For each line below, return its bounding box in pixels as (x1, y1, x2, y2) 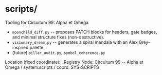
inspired (12, 44, 29, 50)
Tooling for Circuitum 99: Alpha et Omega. (5, 19, 90, 25)
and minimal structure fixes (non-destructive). (12, 34, 105, 40)
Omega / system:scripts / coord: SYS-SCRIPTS (5, 64, 99, 70)
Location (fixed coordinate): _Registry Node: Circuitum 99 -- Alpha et (5, 59, 144, 65)
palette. (29, 44, 45, 50)
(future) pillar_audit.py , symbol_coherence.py (12, 50, 106, 56)
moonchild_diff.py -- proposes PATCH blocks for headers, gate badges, (12, 29, 157, 35)
